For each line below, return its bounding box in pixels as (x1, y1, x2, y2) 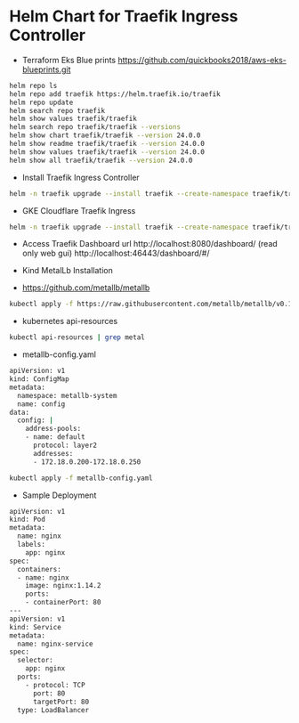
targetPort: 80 (32, 697, 90, 706)
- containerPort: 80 (25, 598, 101, 607)
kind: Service (9, 622, 62, 631)
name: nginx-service (17, 639, 93, 648)
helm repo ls (9, 81, 58, 90)
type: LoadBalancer (17, 705, 90, 714)
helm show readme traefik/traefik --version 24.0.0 (9, 140, 205, 149)
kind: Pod (9, 515, 46, 524)
